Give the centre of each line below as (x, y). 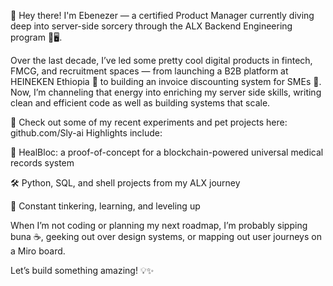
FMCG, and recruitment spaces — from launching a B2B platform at (149, 71)
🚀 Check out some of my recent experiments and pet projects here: (149, 122)
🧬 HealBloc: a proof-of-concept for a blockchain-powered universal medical (167, 152)
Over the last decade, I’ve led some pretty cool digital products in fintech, (161, 60)
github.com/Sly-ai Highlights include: (86, 133)
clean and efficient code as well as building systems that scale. (140, 103)
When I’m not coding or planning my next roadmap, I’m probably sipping (159, 225)
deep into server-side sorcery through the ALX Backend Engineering (151, 26)
